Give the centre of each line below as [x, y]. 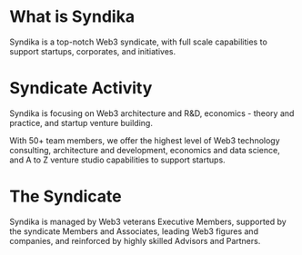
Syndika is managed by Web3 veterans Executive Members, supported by [148, 221]
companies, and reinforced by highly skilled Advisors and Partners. [135, 240]
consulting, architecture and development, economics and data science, [145, 150]
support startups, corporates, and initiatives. [93, 51]
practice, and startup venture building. [81, 123]
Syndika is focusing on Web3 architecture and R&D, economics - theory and [152, 113]
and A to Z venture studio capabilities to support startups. [117, 160]
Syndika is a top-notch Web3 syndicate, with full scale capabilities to [139, 42]
